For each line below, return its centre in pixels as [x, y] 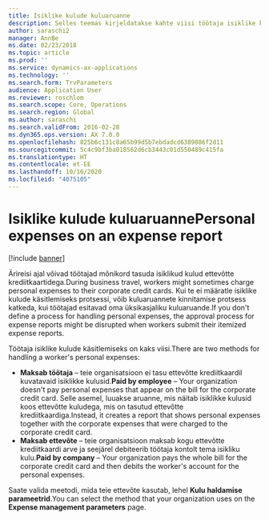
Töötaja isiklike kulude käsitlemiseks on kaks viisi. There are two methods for [134, 348]
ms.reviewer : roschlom [46, 98]
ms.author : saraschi [43, 120]
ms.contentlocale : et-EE [50, 165]
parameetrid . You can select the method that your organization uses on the [132, 498]
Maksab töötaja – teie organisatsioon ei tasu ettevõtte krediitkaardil [131, 372]
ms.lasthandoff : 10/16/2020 [55, 172]
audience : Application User [55, 90]
